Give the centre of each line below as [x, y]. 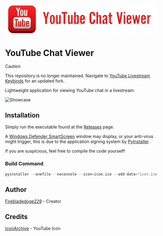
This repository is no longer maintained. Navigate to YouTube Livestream [78, 76]
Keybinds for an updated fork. [35, 81]
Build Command [24, 164]
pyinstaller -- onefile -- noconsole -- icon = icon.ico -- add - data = [71, 175]
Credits [16, 217]
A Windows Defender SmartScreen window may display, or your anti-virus [79, 137]
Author [16, 189]
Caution [13, 66]
